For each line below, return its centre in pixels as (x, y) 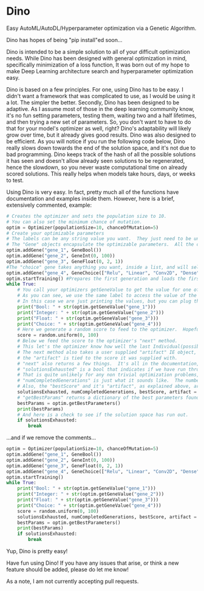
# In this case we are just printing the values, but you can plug (104, 301)
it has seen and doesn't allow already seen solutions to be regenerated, (96, 160)
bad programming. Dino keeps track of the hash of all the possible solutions (101, 154)
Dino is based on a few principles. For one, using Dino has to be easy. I (95, 89)
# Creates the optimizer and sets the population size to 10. (87, 216)
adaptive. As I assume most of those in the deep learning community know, (100, 109)
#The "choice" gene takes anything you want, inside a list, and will (97, 267)
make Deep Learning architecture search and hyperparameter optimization (100, 71)
